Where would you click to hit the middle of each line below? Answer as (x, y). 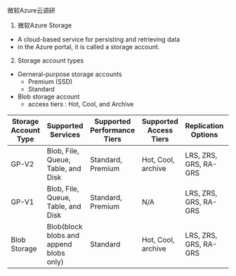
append (59, 244)
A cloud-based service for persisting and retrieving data (99, 39)
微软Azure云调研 (31, 10)
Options (204, 134)
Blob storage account (48, 96)
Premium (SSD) (50, 82)
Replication (204, 126)
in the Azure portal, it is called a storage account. (88, 47)
